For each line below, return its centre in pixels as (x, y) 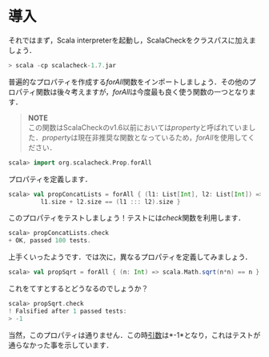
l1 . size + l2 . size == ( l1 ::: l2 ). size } (110, 201)
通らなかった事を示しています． (61, 345)
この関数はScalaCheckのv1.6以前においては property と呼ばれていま (139, 127)
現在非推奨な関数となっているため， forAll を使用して (163, 137)
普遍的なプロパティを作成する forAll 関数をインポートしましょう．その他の (129, 82)
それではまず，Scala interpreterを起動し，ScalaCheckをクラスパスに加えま (132, 40)
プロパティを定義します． (50, 179)
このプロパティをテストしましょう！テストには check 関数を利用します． (127, 218)
